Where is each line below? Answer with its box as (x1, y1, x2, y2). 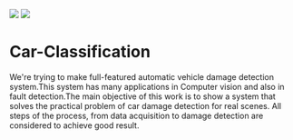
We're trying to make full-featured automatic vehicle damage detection (9, 71, 275, 82)
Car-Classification (9, 42, 151, 63)
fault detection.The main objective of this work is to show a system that (9, 91, 277, 102)
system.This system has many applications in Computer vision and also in (9, 81, 285, 92)
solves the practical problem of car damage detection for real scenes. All (9, 100, 282, 111)
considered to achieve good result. (9, 119, 140, 131)
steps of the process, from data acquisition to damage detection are (9, 110, 264, 121)
